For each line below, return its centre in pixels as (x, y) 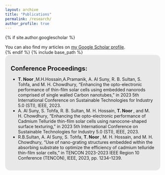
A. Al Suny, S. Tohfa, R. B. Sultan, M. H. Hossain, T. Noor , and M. (84, 111)
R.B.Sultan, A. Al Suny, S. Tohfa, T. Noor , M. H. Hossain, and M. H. (86, 137)
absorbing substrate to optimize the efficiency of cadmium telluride (86, 148)
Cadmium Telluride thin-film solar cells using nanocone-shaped (82, 121)
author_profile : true (27, 23)
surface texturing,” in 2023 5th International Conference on (78, 127)
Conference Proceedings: (49, 69)
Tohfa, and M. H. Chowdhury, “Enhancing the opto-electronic (80, 85)
